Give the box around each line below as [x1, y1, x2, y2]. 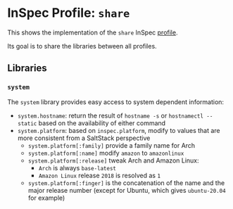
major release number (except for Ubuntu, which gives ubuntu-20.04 [27, 186, 227, 194]
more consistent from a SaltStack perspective [17, 134, 151, 142]
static [17, 120, 37, 127]
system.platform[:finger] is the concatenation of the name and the [27, 178, 225, 187]
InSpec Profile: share [7, 5, 130, 21]
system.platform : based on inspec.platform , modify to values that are [17, 126, 220, 134]
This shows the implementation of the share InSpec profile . [7, 28, 178, 37]
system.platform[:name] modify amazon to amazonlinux [27, 148, 184, 157]
